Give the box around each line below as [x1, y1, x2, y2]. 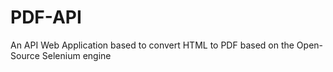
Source [10, 49, 40, 61]
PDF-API [10, 6, 82, 29]
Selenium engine [41, 49, 112, 61]
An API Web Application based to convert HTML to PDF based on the [10, 39, 295, 51]
